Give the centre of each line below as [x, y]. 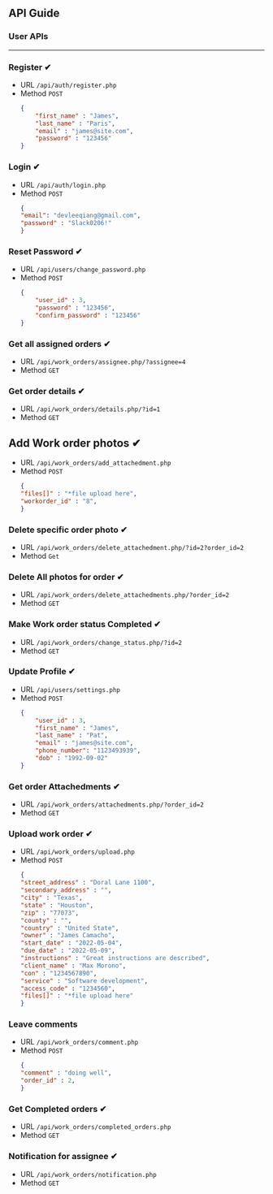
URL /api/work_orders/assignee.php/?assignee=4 [103, 361]
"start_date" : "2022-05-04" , [71, 943]
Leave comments [43, 1024]
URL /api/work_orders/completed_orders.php [95, 1127]
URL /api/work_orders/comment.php [79, 1042]
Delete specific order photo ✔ [68, 530]
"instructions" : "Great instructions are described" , [115, 958]
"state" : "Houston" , [57, 905]
